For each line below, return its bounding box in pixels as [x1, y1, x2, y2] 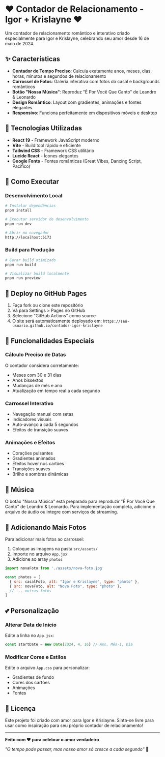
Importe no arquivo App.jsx [12, 551, 68, 557]
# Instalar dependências [5, 203, 56, 209]
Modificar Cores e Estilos [5, 653, 66, 660]
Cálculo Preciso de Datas [5, 351, 66, 358]
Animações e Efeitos [5, 439, 55, 446]
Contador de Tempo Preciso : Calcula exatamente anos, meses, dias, [12, 68, 152, 74]
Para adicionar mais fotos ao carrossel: [5, 536, 84, 542]
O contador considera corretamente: [5, 363, 80, 368]
